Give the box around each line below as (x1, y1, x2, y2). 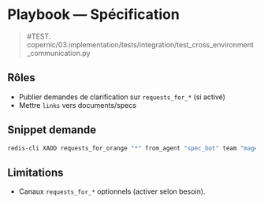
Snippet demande (7, 124, 97, 137)
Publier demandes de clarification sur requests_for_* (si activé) (18, 92, 226, 102)
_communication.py (26, 48, 91, 57)
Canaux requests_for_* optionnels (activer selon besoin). (18, 187, 206, 196)
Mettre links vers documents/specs (18, 100, 137, 109)
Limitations (7, 165, 64, 179)
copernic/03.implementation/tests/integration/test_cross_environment (26, 39, 254, 49)
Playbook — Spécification (7, 6, 180, 24)
